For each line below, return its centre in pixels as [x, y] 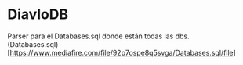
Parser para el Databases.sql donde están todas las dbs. [98, 36]
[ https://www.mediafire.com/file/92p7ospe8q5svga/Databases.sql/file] [121, 52]
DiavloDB [38, 14]
